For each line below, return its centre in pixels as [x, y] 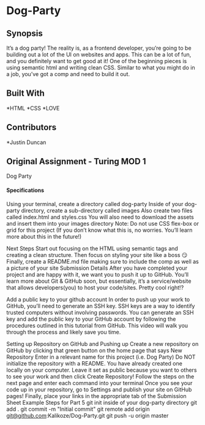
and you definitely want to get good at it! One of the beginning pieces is [97, 61]
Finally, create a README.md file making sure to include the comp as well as [102, 261]
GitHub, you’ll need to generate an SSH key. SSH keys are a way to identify [101, 306]
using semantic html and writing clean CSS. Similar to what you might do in [101, 67]
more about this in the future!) [44, 236]
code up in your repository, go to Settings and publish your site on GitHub [99, 389]
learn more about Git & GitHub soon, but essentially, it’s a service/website [99, 281]
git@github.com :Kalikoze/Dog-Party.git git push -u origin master [88, 415]
